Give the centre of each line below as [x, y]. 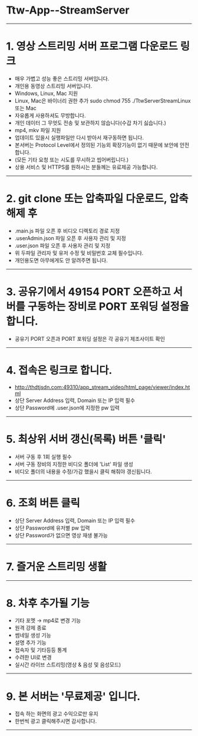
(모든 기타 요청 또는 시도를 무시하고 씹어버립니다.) [72, 159]
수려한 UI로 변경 [33, 658]
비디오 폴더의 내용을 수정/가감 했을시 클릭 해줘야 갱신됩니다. [83, 471]
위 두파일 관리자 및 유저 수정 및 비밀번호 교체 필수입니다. [79, 253]
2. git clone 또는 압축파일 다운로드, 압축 [97, 199]
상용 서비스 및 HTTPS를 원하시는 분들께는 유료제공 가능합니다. [86, 167]
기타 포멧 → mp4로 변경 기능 [48, 620]
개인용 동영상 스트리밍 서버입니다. [53, 86]
